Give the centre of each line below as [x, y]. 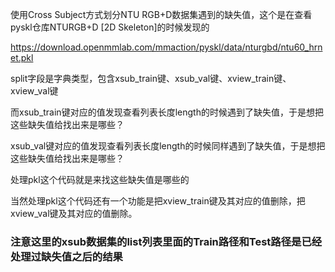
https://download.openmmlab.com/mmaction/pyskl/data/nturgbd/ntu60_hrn [166, 47]
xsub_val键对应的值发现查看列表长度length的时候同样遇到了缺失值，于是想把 [168, 146]
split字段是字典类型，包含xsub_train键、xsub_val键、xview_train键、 [151, 78]
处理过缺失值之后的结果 [66, 256]
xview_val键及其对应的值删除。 [74, 213]
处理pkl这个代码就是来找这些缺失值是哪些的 [100, 179]
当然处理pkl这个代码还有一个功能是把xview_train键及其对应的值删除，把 [158, 201]
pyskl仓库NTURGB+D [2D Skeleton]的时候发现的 [110, 27]
